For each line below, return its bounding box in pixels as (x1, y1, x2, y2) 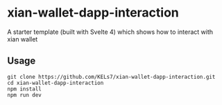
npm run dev (7, 91, 42, 98)
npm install (7, 85, 42, 93)
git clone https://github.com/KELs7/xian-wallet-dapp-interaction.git (7, 73, 216, 80)
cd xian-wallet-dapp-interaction (7, 79, 104, 86)
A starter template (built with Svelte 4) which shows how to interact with (7, 28, 214, 36)
